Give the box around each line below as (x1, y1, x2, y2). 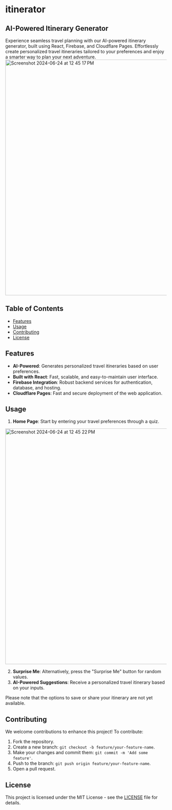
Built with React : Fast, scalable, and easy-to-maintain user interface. (12, 373, 159, 380)
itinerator (5, 4, 46, 15)
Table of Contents (5, 304, 64, 313)
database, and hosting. (12, 384, 61, 390)
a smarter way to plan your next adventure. (5, 54, 96, 60)
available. (5, 700, 26, 707)
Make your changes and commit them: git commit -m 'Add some (12, 750, 148, 756)
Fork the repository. (12, 739, 55, 745)
